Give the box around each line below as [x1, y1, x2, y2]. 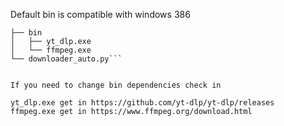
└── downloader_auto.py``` [10, 54, 123, 64]
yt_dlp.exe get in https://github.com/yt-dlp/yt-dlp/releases [10, 98, 275, 108]
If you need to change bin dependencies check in [10, 80, 222, 90]
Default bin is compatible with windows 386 [10, 9, 191, 20]
